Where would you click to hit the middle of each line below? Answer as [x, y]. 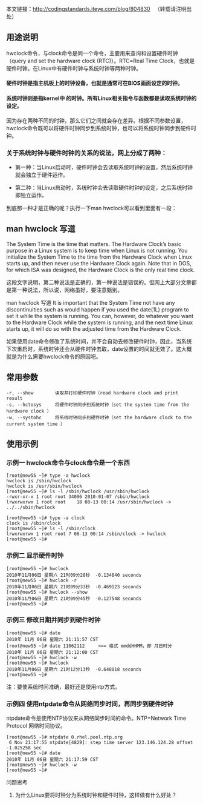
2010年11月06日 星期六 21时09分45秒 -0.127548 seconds [74, 599]
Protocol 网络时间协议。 [36, 726]
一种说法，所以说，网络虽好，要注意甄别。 [69, 290]
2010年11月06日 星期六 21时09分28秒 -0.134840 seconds [74, 575]
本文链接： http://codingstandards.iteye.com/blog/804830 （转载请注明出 [99, 9]
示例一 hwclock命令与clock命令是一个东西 [68, 462]
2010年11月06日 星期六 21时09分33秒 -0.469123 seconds [74, 586]
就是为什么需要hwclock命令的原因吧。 [54, 356]
